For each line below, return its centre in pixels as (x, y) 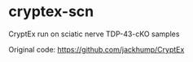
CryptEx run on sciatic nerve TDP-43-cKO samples (94, 34)
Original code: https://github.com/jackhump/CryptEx (96, 49)
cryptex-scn (51, 12)
